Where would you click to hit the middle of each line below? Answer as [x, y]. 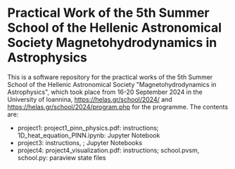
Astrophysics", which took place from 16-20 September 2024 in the [105, 92]
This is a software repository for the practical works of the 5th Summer [110, 77]
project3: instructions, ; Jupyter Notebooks [80, 142]
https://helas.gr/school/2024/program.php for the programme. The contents [118, 107]
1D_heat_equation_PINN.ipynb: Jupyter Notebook [89, 135]
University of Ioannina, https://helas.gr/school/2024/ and [90, 99]
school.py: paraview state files [62, 157]
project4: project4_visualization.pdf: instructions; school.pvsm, [108, 150]
